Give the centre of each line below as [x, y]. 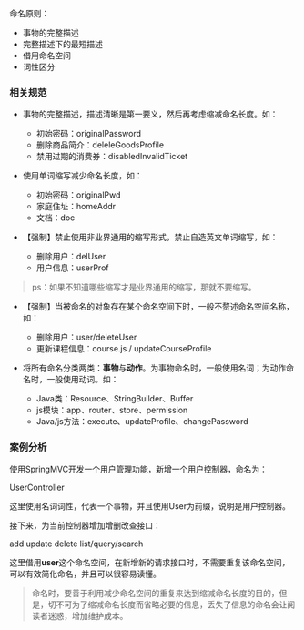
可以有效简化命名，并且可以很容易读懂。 [85, 574]
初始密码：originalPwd [78, 195]
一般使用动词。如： [83, 380]
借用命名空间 [46, 56]
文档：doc [56, 218]
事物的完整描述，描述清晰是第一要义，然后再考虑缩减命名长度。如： [150, 114]
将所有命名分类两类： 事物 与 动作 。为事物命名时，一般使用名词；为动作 [154, 368]
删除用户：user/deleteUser [86, 337]
